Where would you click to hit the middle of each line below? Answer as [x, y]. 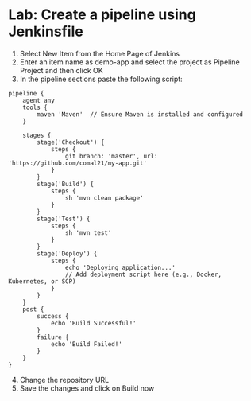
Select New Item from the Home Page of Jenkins [100, 53]
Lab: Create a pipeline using [102, 15]
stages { [37, 135]
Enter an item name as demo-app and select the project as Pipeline [129, 62]
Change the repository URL [64, 380]
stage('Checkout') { [71, 142]
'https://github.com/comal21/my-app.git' [78, 163]
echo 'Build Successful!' [93, 323]
